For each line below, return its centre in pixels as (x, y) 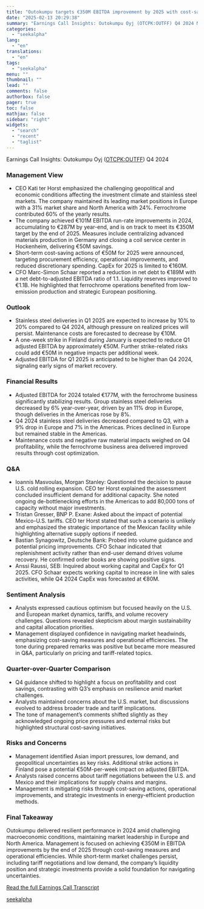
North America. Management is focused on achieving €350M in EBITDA (96, 843)
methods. (27, 801)
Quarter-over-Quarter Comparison (59, 669)
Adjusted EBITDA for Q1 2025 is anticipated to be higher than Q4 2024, (104, 359)
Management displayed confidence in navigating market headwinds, (100, 634)
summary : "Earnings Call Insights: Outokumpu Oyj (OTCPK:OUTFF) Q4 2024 (100, 23)
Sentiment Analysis (36, 595)
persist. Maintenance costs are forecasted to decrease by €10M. (96, 334)
